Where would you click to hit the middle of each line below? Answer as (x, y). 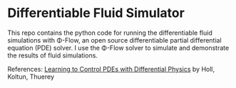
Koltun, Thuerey (31, 77)
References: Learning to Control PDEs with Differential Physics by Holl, (111, 69)
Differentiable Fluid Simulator (96, 13)
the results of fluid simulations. (53, 55)
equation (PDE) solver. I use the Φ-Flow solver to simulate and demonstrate (118, 48)
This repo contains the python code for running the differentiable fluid (110, 33)
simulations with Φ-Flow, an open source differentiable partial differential (115, 40)
